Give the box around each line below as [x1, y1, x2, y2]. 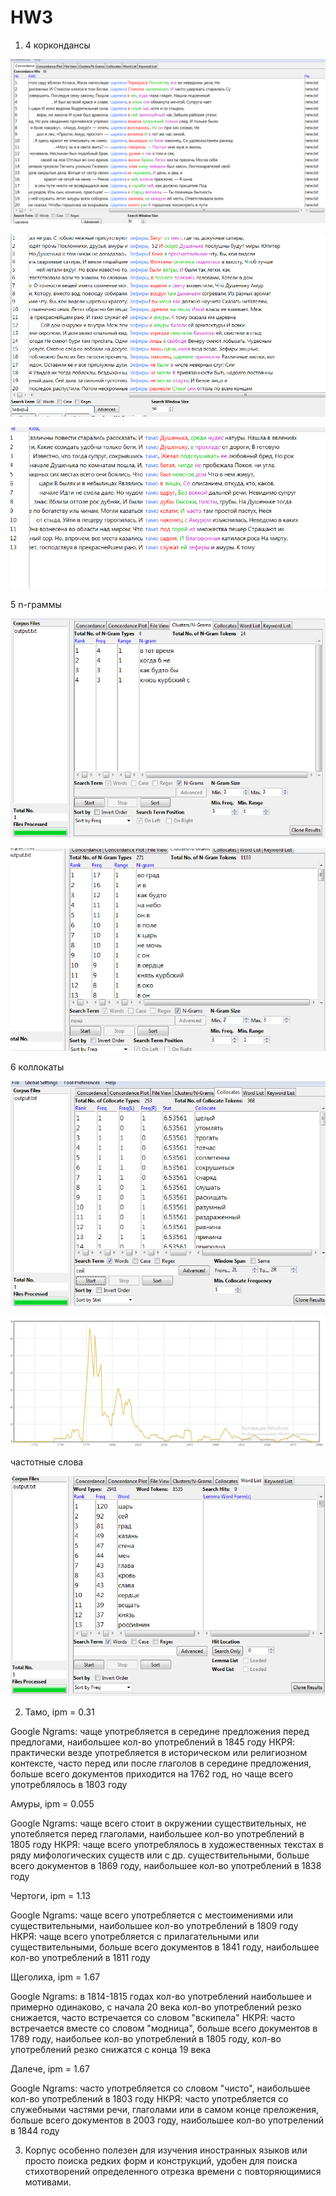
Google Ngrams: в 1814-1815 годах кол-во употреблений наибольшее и [10, 1990, 312, 2002]
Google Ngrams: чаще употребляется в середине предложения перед [10, 1725, 310, 1737]
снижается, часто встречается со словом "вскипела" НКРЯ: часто [10, 2011, 296, 2023]
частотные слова [10, 1456, 84, 1468]
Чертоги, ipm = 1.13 [10, 1889, 92, 1901]
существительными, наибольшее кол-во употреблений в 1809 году [10, 1919, 299, 1931]
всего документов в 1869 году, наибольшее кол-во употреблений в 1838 [10, 1859, 322, 1871]
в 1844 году [10, 2124, 60, 2136]
